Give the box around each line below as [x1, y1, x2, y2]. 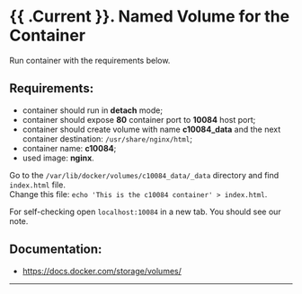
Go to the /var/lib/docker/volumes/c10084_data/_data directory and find [9, 169, 280, 180]
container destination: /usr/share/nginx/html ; [22, 133, 193, 144]
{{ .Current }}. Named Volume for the [9, 6, 290, 27]
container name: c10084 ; [22, 143, 117, 153]
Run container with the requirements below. [9, 55, 171, 65]
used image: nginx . [22, 152, 94, 163]
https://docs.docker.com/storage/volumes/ [22, 265, 182, 276]
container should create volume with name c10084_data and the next [22, 124, 281, 134]
